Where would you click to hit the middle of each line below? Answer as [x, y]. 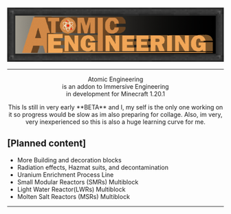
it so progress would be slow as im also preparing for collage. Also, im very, [115, 115]
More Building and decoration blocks [69, 160]
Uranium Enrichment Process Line [65, 174]
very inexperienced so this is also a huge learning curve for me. [115, 122]
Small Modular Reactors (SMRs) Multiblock [78, 182]
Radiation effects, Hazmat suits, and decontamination [93, 167]
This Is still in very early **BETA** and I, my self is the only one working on [115, 107]
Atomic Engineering [115, 79]
